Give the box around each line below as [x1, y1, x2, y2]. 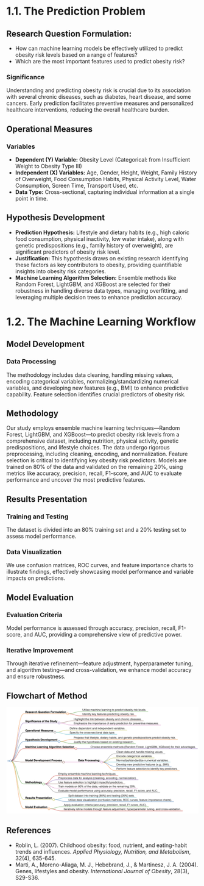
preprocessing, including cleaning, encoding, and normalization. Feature [6, 450, 188, 458]
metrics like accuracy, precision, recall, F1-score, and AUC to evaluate [6, 470, 182, 477]
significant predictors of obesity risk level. [15, 248, 121, 255]
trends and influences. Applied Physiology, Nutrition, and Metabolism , [15, 848, 191, 855]
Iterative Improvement [6, 646, 74, 655]
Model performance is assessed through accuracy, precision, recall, [6, 624, 177, 632]
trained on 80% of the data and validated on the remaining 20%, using [6, 463, 183, 471]
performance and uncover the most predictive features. [6, 476, 146, 484]
